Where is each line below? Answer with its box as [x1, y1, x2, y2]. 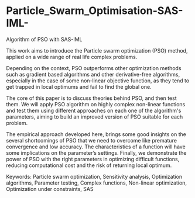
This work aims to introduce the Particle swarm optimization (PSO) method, [6, 47, 188, 54]
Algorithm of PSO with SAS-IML [6, 36, 83, 43]
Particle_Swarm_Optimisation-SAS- [6, 4, 183, 18]
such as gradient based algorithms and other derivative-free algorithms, [6, 71, 180, 78]
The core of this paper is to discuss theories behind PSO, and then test [6, 95, 177, 102]
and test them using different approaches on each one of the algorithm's [6, 107, 182, 114]
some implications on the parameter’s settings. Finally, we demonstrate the [6, 149, 187, 156]
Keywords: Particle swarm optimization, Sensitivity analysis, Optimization [6, 173, 183, 180]
